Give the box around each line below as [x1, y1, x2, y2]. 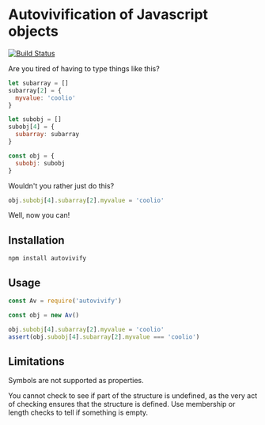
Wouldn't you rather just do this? [8, 180, 115, 191]
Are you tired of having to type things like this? [8, 63, 160, 73]
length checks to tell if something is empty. [8, 408, 149, 417]
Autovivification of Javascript [8, 6, 208, 24]
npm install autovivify [8, 255, 87, 263]
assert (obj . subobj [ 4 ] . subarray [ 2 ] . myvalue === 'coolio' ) [8, 332, 200, 341]
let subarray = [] [8, 79, 69, 87]
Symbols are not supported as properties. [8, 376, 144, 385]
